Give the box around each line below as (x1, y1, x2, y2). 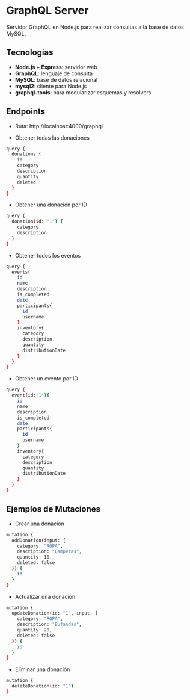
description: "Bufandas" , (17, 621, 82, 628)
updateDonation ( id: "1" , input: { (11, 610, 98, 616)
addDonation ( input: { (11, 537, 66, 544)
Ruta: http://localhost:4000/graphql (14, 122, 103, 129)
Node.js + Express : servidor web (14, 63, 97, 70)
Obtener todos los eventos (14, 252, 81, 259)
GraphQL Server (6, 4, 89, 17)
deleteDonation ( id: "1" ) (11, 683, 74, 689)
